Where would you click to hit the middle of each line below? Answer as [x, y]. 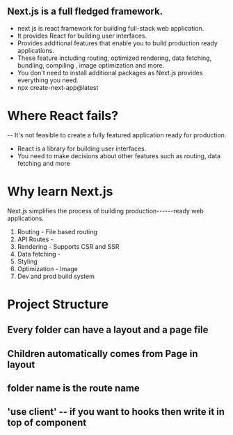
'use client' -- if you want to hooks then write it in [116, 412]
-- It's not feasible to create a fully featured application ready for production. [117, 135]
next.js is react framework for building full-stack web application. [111, 28]
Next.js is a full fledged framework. [85, 12]
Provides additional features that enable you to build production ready [117, 43]
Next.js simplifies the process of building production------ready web [105, 211]
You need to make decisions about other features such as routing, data [119, 155]
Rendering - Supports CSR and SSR [68, 246]
